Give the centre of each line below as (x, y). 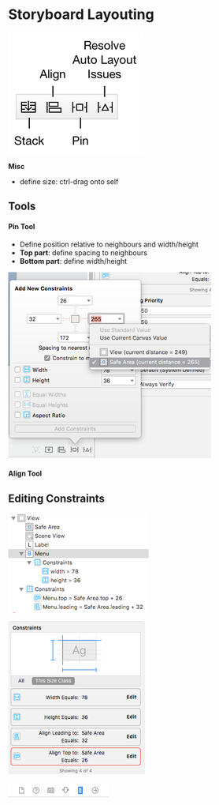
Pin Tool (22, 226)
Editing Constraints (56, 498)
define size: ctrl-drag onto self (69, 181)
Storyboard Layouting (82, 15)
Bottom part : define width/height (73, 261)
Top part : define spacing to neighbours (84, 252)
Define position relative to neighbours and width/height (109, 244)
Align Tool (25, 474)
